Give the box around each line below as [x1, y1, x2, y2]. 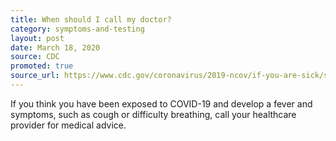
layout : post [10, 33, 65, 43]
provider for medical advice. [10, 119, 127, 131]
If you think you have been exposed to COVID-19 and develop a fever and [10, 97, 313, 110]
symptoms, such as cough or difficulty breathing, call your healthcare [10, 108, 297, 120]
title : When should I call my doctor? [10, 14, 172, 25]
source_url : [10, 71, 60, 81]
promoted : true [10, 61, 74, 71]
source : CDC [10, 52, 60, 62]
